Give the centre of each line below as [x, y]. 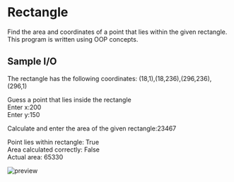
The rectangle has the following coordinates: [72, 78]
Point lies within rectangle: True [53, 142]
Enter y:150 [24, 114]
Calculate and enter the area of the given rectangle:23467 [92, 128]
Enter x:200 [24, 107]
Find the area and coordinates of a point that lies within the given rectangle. [117, 32]
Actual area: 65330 [35, 157]
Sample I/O [32, 62]
